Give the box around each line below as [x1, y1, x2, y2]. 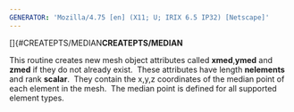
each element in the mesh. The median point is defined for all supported [9, 83, 277, 93]
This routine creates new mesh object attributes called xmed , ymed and [9, 54, 273, 65]
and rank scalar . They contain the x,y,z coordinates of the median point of [9, 73, 285, 84]
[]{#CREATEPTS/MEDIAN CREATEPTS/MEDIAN [9, 37, 183, 48]
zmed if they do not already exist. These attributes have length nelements [9, 64, 286, 75]
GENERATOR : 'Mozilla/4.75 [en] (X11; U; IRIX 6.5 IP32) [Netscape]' [9, 12, 270, 22]
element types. [9, 92, 64, 103]
